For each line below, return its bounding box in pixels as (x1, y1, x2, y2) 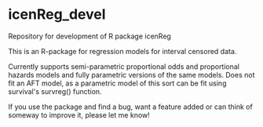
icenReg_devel (8, 5, 106, 24)
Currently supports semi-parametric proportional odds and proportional (8, 61, 240, 71)
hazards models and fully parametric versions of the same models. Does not (8, 70, 255, 79)
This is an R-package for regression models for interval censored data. (8, 46, 237, 56)
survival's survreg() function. (8, 86, 102, 96)
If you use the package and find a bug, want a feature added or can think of (8, 102, 253, 111)
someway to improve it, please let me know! (8, 110, 151, 119)
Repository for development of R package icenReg (8, 31, 171, 41)
